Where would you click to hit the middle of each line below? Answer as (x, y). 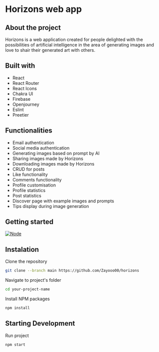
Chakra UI (23, 94)
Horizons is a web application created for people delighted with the (74, 39)
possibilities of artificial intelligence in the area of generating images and (80, 45)
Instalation (22, 250)
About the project (33, 28)
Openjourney (26, 104)
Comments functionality (37, 179)
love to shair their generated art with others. (50, 50)
